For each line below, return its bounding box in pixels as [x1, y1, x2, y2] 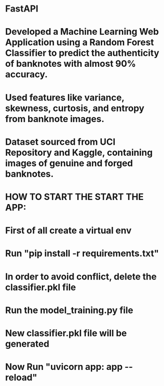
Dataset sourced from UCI [5, 136, 116, 147]
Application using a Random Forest [5, 37, 154, 48]
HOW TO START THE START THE [5, 191, 144, 203]
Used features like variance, [5, 91, 124, 103]
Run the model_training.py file [5, 305, 133, 316]
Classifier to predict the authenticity [5, 47, 159, 59]
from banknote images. [5, 113, 104, 125]
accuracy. [5, 69, 48, 80]
